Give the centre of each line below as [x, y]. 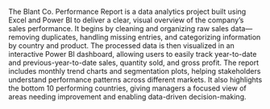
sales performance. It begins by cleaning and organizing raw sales [119, 28]
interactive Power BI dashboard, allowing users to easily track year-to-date [133, 54]
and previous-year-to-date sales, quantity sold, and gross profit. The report [134, 63]
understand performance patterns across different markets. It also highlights [135, 80]
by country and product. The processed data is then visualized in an [122, 46]
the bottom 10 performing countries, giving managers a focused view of [128, 88]
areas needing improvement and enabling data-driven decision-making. [128, 97]
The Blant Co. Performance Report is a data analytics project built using [127, 12]
